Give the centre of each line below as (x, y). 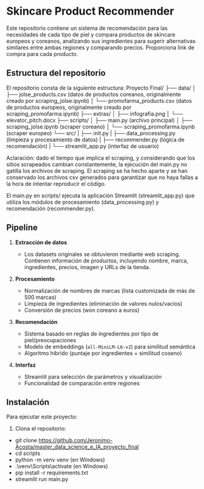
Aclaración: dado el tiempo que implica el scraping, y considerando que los (101, 158)
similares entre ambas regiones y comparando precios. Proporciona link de (100, 47)
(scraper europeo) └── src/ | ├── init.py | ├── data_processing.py (91, 133)
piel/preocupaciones (50, 340)
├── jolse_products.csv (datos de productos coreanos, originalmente (94, 94)
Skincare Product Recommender (90, 11)
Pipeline (22, 227)
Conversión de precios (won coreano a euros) (82, 310)
